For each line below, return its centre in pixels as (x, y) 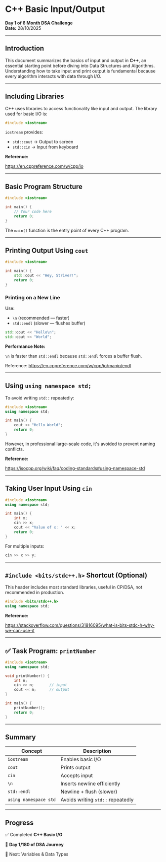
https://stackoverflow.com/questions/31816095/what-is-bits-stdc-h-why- (80, 625)
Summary (21, 737)
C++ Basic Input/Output (55, 9)
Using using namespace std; (48, 386)
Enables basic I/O (81, 759)
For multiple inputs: (25, 546)
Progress (19, 823)
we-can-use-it (20, 631)
